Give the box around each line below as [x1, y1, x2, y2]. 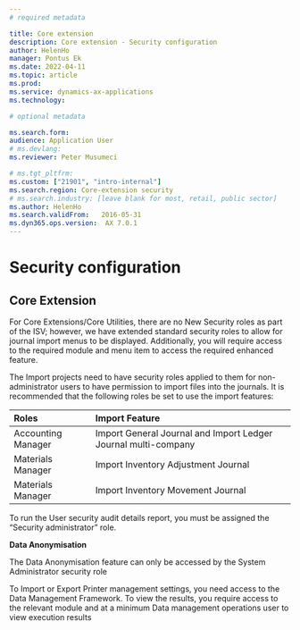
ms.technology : [9, 96, 66, 105]
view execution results [9, 612, 92, 622]
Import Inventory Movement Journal [95, 484, 246, 496]
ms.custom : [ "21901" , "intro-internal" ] [9, 177, 162, 186]
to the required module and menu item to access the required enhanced [9, 345, 274, 356]
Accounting [13, 427, 62, 439]
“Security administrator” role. [9, 522, 117, 533]
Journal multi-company [95, 439, 196, 450]
